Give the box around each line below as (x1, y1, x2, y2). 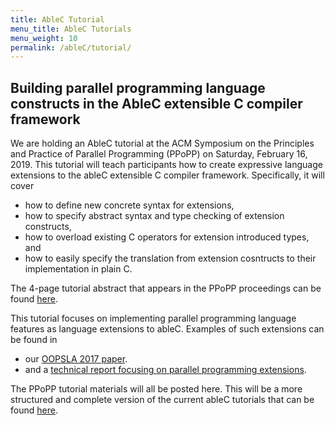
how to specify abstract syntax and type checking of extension (24, 210, 285, 222)
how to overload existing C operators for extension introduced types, (24, 231, 310, 243)
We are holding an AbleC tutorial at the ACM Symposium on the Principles (10, 137, 315, 150)
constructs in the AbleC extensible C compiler (10, 95, 303, 112)
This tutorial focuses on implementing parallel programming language (10, 312, 297, 325)
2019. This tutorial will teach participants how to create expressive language (10, 159, 323, 171)
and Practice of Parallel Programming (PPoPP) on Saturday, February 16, (10, 148, 308, 160)
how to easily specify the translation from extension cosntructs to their (24, 252, 317, 265)
